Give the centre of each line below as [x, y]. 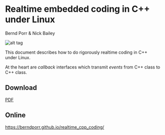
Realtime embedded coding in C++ [78, 9]
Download [21, 88]
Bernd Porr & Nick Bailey [30, 33]
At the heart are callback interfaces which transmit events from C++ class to [83, 67]
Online [16, 115]
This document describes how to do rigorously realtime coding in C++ [76, 52]
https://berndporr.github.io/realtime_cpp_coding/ [55, 127]
